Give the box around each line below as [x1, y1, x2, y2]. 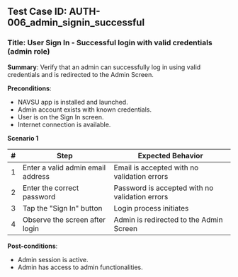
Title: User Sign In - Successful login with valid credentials [7, 38, 212, 48]
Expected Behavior [137, 151, 203, 160]
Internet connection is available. [17, 120, 111, 129]
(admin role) [7, 47, 50, 57]
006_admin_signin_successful [7, 17, 145, 29]
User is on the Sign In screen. [17, 112, 104, 121]
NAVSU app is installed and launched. [17, 98, 129, 106]
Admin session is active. [17, 255, 89, 264]
